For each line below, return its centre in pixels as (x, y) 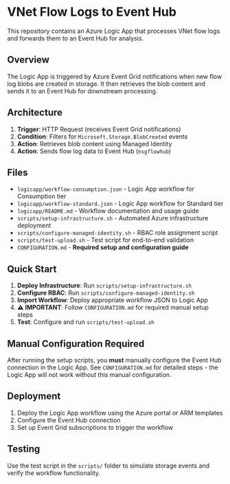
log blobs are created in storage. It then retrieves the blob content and (106, 84)
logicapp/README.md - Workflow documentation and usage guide (108, 211)
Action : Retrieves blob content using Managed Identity (94, 143)
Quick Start (32, 269)
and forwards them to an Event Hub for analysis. (76, 38)
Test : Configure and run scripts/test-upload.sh (85, 322)
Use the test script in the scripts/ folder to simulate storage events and (108, 465)
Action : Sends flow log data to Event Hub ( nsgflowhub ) (94, 151)
